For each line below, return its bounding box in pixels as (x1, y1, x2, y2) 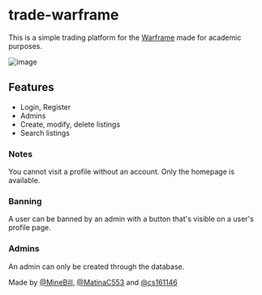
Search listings (19, 128, 71, 137)
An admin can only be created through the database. (8, 262, 185, 271)
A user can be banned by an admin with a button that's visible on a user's (8, 214, 254, 224)
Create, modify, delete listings (19, 119, 121, 129)
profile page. (8, 223, 51, 232)
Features (8, 80, 54, 94)
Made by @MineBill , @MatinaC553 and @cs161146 (8, 277, 178, 287)
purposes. (8, 41, 43, 50)
